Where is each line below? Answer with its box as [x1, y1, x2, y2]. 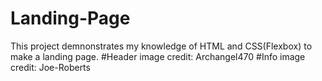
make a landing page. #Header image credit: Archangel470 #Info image [10, 50, 306, 62]
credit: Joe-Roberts [10, 61, 91, 73]
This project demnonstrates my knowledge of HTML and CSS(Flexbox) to [10, 40, 313, 52]
